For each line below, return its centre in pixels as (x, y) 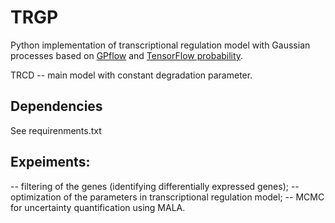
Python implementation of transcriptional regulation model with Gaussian (160, 45)
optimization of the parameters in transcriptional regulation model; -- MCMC (167, 197)
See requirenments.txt (56, 130)
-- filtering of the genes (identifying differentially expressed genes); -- (155, 186)
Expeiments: (50, 162)
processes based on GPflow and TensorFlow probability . (127, 55)
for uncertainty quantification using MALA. (98, 207)
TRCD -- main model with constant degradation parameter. (131, 75)
